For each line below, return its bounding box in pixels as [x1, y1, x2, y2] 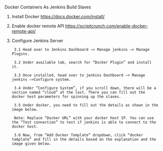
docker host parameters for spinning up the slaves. [11, 94, 122, 99]
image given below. [11, 141, 52, 146]
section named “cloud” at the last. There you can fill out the [11, 90, 145, 95]
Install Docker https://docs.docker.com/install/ [11, 14, 105, 19]
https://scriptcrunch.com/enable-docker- [65, 23, 148, 29]
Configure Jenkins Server [11, 38, 64, 43]
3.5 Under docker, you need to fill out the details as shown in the [14, 103, 159, 108]
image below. [11, 107, 39, 112]
